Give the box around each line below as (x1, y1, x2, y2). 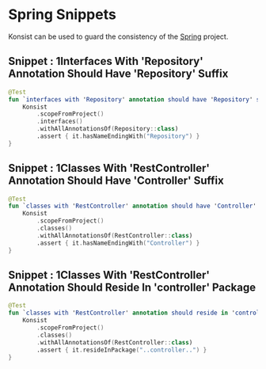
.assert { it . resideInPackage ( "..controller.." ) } (36, 346, 207, 354)
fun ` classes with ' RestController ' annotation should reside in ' (8, 309, 236, 318)
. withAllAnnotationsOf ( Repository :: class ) (36, 125, 179, 133)
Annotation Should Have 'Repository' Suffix (8, 67, 229, 81)
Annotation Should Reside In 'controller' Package (8, 280, 256, 294)
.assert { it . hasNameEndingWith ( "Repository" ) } (36, 132, 200, 140)
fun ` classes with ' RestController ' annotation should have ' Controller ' (8, 202, 257, 211)
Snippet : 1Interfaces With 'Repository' (8, 55, 203, 68)
